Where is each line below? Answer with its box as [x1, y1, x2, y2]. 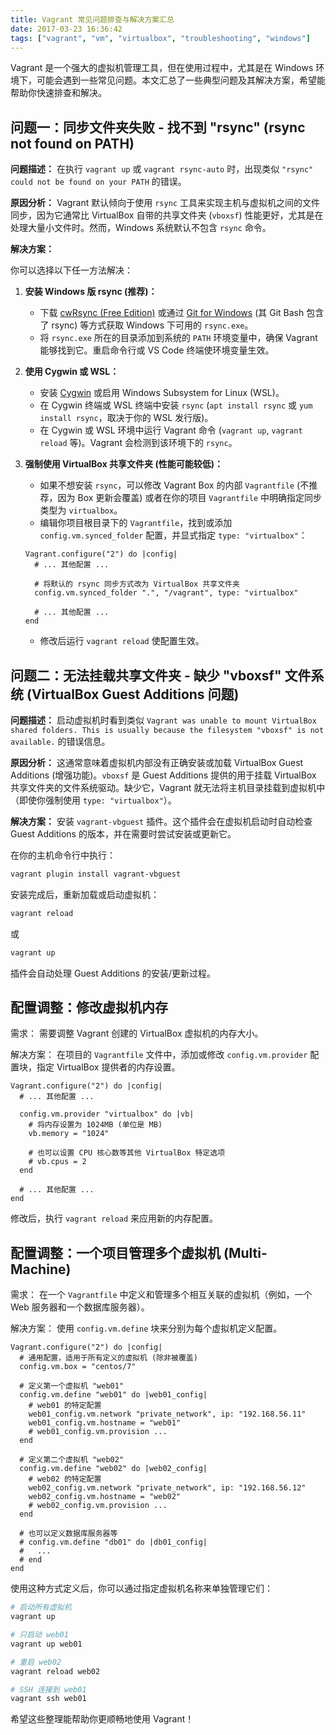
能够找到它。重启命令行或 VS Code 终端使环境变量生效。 [39, 344, 275, 356]
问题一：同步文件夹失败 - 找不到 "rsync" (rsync [10, 119, 306, 136]
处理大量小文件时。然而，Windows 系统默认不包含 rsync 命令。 [10, 222, 272, 234]
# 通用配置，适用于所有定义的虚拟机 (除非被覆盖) [19, 1353, 198, 1363]
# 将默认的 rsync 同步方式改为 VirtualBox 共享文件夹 [34, 579, 240, 590]
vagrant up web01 [10, 1639, 83, 1649]
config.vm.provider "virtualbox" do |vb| [19, 1109, 195, 1120]
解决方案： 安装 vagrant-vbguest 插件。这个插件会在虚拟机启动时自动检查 [10, 816, 313, 827]
